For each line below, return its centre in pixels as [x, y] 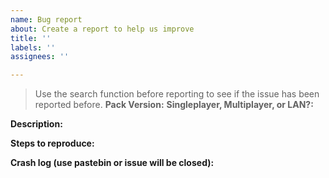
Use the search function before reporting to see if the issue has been [177, 94]
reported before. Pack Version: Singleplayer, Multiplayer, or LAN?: [174, 105]
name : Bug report [46, 19]
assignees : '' [40, 57]
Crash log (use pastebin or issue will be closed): [112, 163]
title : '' [31, 38]
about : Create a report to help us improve [102, 29]
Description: [36, 124]
